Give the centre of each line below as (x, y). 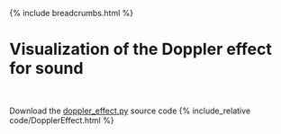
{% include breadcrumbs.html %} (71, 13)
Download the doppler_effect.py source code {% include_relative (130, 111)
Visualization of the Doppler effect (141, 49)
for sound (46, 69)
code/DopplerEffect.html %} (62, 120)
